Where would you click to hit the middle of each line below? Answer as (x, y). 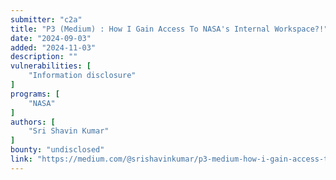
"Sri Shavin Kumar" (69, 131)
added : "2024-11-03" (53, 47)
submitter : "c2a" (46, 19)
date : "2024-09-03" (51, 38)
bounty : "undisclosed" (57, 150)
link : (21, 159)
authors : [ (33, 122)
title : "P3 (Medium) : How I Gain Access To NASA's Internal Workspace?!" (169, 29)
